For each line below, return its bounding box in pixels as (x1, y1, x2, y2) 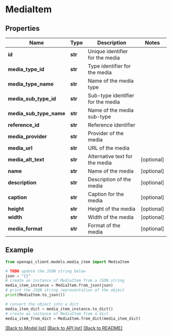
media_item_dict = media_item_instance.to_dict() (5, 306, 114, 311)
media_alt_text (8, 156, 45, 163)
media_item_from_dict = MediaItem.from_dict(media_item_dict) (5, 316, 141, 321)
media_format (8, 225, 42, 232)
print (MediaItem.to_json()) (5, 292, 66, 298)
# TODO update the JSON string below (5, 268, 86, 274)
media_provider (8, 133, 47, 140)
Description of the (88, 176, 132, 183)
